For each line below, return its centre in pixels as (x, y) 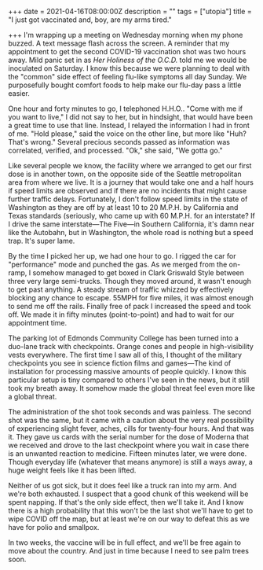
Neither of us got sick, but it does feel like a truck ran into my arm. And (122, 485)
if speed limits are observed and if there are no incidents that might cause (128, 191)
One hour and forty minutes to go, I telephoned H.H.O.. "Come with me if (126, 108)
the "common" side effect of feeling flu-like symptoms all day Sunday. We (128, 77)
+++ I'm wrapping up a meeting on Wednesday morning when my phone (126, 35)
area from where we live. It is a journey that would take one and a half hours (131, 182)
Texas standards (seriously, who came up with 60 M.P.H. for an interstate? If (131, 216)
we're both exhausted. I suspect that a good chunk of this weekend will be (128, 494)
